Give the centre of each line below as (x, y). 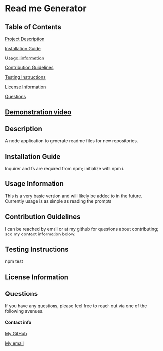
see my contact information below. (40, 234)
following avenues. (24, 311)
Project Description (25, 39)
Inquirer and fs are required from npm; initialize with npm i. (65, 169)
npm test (14, 261)
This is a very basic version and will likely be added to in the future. (74, 196)
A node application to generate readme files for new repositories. (72, 141)
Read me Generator (46, 9)
